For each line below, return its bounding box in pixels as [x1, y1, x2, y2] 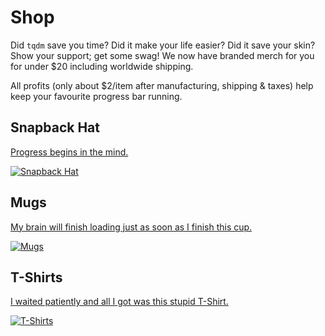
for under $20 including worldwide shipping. [10, 60, 194, 72]
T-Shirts [10, 269, 63, 286]
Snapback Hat [10, 119, 100, 136]
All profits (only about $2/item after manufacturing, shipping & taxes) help [10, 79, 314, 91]
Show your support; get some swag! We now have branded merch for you [10, 49, 315, 61]
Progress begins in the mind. [10, 146, 129, 158]
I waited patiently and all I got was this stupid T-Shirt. [10, 296, 229, 308]
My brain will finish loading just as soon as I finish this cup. [10, 221, 253, 233]
